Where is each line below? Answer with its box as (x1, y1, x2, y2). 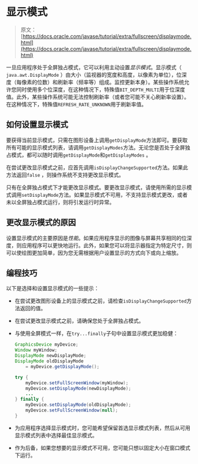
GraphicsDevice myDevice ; (14, 342, 78, 348)
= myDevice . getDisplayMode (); (25, 364, 100, 369)
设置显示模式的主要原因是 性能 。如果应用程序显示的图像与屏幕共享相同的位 (6, 234, 187, 241)
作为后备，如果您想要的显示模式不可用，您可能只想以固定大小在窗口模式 (14, 444, 190, 451)
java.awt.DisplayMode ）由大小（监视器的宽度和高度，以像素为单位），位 (6, 71, 182, 78)
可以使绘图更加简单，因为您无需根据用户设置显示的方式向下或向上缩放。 (6, 249, 181, 256)
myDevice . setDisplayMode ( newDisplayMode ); (25, 385, 131, 391)
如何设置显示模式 (6, 119, 68, 130)
